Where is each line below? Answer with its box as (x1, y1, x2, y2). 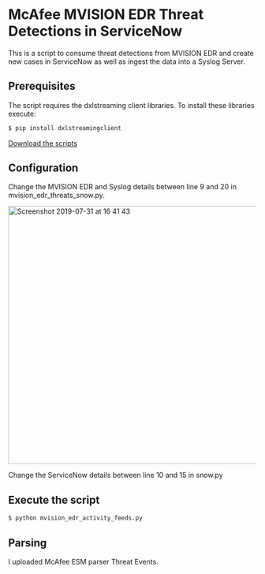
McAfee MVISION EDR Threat (8, 6, 203, 24)
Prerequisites (8, 80, 76, 93)
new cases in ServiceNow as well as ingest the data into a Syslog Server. (8, 57, 246, 66)
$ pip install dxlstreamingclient (8, 124, 122, 132)
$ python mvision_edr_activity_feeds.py (8, 514, 144, 522)
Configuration (8, 162, 79, 175)
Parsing (8, 536, 47, 550)
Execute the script (8, 493, 100, 506)
